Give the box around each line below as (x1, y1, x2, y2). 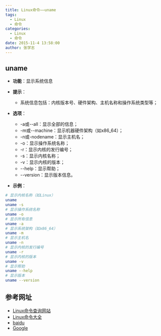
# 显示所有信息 (5, 216, 33, 221)
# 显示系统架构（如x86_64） (5, 226, 58, 231)
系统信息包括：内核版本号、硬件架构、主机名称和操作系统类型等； (20, 99, 158, 106)
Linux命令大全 (12, 314, 42, 320)
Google (12, 325, 28, 331)
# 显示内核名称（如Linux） (5, 193, 56, 198)
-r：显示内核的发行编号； (20, 147, 73, 153)
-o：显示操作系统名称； (20, 140, 70, 146)
